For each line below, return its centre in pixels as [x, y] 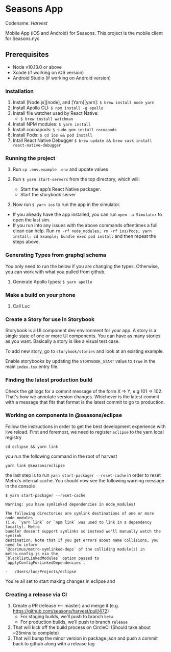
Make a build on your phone [40, 295]
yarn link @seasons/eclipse [35, 465]
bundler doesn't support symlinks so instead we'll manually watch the [83, 531]
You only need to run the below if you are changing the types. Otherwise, [82, 266]
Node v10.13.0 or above [37, 67]
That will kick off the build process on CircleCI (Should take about [82, 627]
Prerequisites [27, 55]
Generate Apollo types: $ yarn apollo [53, 281]
